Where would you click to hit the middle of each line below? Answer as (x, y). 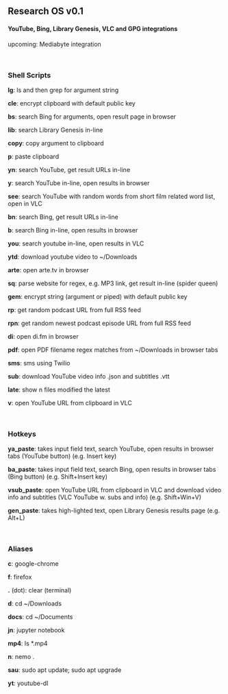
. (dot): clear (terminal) (40, 590)
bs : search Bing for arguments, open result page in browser (92, 117)
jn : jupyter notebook (36, 630)
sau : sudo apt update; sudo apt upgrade (65, 670)
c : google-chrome (33, 564)
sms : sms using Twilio (39, 363)
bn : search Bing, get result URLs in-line (63, 217)
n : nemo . (21, 657)
